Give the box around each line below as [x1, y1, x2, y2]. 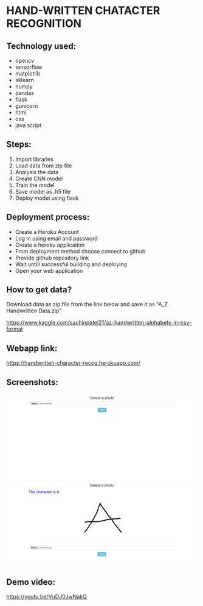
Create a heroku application [15, 241, 85, 248]
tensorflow [15, 63, 43, 71]
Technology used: [6, 41, 77, 51]
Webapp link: [6, 343, 58, 353]
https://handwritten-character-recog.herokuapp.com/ [6, 359, 141, 367]
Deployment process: [6, 212, 90, 222]
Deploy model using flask [15, 194, 79, 202]
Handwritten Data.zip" [6, 307, 62, 314]
